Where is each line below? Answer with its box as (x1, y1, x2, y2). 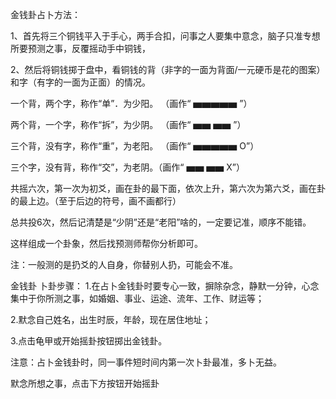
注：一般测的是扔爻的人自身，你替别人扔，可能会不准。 (10, 259, 238, 270)
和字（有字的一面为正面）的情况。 (10, 76, 151, 88)
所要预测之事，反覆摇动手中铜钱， (10, 43, 151, 54)
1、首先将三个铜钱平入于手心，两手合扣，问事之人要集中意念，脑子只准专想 (10, 30, 321, 42)
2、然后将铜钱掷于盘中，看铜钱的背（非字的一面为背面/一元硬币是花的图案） (10, 64, 326, 75)
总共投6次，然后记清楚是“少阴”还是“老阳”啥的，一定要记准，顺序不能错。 (10, 216, 312, 228)
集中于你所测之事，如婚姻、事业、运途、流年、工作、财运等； (10, 293, 265, 304)
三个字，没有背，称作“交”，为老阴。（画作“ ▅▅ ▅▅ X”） (10, 161, 246, 173)
